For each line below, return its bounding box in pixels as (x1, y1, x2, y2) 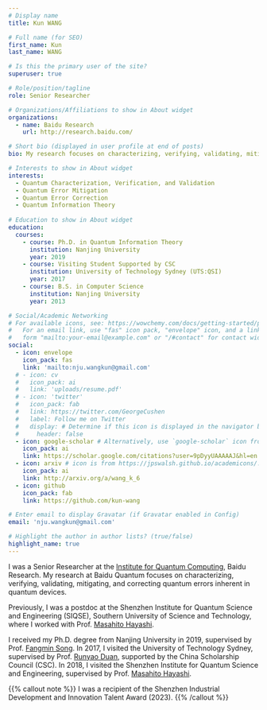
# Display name (8, 11, 59, 20)
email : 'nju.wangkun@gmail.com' (8, 518, 115, 526)
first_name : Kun (8, 41, 62, 48)
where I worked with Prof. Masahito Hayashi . (8, 619, 155, 629)
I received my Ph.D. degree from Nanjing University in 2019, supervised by (8, 634, 252, 644)
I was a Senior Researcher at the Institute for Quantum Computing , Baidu (8, 561, 246, 571)
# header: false (15, 430, 83, 438)
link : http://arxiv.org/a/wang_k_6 (22, 474, 141, 482)
